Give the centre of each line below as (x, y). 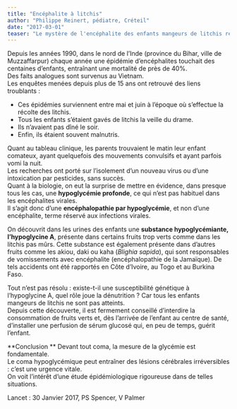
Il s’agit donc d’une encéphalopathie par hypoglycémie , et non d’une (109, 208)
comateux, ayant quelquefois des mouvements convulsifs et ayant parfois (115, 156)
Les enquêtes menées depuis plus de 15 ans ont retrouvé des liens (104, 84)
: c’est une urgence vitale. (45, 369)
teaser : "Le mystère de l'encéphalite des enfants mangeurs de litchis (115, 33)
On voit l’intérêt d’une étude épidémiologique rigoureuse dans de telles (110, 377)
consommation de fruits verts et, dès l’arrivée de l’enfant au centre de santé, (118, 318)
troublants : (24, 91)
